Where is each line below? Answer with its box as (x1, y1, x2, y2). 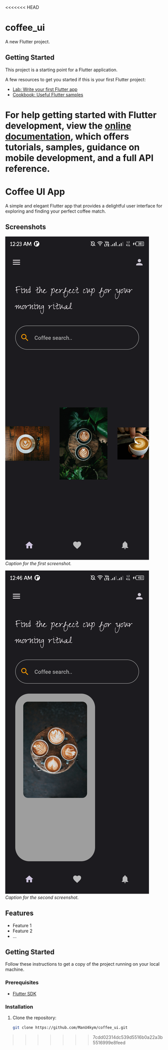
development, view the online (5, 120, 132, 131)
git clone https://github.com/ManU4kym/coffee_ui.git (12, 1025, 128, 1030)
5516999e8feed (93, 1039, 126, 1045)
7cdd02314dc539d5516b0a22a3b (93, 1034, 163, 1040)
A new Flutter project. (5, 38, 50, 44)
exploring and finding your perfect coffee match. (5, 208, 106, 214)
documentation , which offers (5, 131, 129, 142)
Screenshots (5, 223, 46, 231)
